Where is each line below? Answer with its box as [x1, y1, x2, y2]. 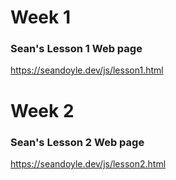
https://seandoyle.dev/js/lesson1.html [10, 64, 164, 76]
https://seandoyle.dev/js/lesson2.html [10, 157, 167, 170]
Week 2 [10, 99, 75, 122]
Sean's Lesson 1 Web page [10, 42, 143, 56]
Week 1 [10, 6, 71, 29]
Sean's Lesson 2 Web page [10, 135, 145, 149]
